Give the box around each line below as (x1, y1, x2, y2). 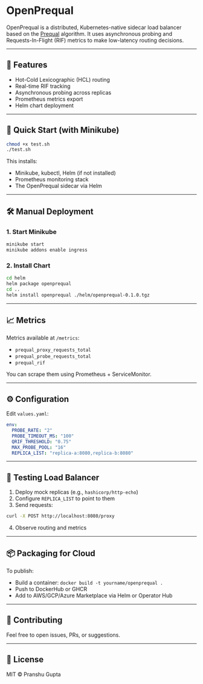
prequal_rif (14, 360, 45, 366)
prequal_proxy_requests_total (14, 347, 92, 354)
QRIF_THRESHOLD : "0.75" (11, 438, 71, 444)
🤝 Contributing (6, 615, 63, 625)
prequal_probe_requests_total (14, 354, 92, 360)
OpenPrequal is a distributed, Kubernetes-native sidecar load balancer (6, 24, 182, 31)
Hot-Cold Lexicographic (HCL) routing (14, 76, 111, 83)
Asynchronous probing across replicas (14, 89, 112, 96)
